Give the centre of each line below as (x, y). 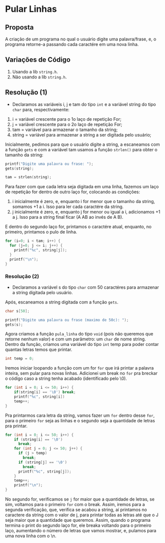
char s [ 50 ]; (17, 311)
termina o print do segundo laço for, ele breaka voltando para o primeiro (78, 525)
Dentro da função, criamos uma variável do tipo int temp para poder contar (82, 344)
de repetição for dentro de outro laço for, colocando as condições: (73, 192)
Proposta (19, 27)
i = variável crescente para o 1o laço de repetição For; (67, 119)
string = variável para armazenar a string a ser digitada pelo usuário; (82, 135)
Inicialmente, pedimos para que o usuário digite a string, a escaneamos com (82, 144)
